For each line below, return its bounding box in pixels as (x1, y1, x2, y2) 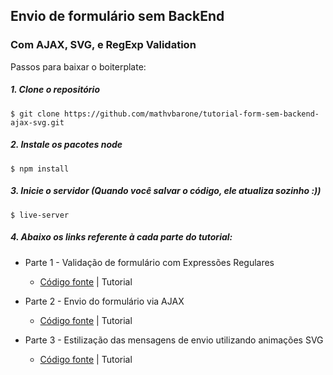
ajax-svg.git (10, 117, 65, 128)
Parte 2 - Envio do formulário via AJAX (24, 295, 185, 307)
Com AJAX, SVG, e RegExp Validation (10, 38, 197, 52)
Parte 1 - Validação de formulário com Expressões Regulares (24, 256, 275, 268)
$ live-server (10, 210, 70, 220)
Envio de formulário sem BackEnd (10, 8, 225, 25)
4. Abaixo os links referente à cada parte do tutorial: (10, 231, 233, 243)
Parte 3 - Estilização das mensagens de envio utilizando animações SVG (24, 334, 324, 346)
